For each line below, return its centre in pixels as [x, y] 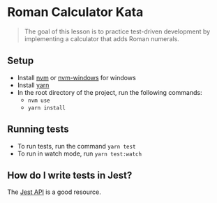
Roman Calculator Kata [75, 12]
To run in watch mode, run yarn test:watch [79, 153]
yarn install [47, 108]
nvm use [39, 100]
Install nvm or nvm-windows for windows [76, 77]
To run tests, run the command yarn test [76, 146]
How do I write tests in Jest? [70, 175]
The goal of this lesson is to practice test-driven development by [117, 31]
